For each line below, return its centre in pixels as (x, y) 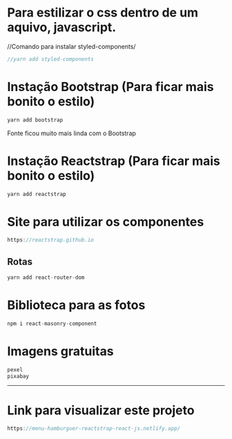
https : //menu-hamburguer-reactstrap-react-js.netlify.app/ (94, 429)
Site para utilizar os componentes (106, 222)
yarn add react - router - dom (46, 277)
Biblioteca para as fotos (76, 305)
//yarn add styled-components (51, 59)
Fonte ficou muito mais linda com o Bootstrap (72, 133)
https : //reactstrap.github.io (51, 240)
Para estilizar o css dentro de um (103, 13)
